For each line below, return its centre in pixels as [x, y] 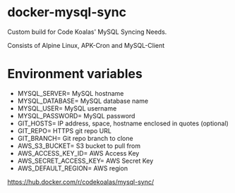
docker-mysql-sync [67, 12]
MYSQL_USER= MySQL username [67, 108]
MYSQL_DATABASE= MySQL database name [83, 101]
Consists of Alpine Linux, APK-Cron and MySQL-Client [86, 45]
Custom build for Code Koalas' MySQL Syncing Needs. [87, 32]
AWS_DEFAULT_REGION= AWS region [73, 168]
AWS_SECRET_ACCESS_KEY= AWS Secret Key [85, 161]
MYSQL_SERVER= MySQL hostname [71, 93]
